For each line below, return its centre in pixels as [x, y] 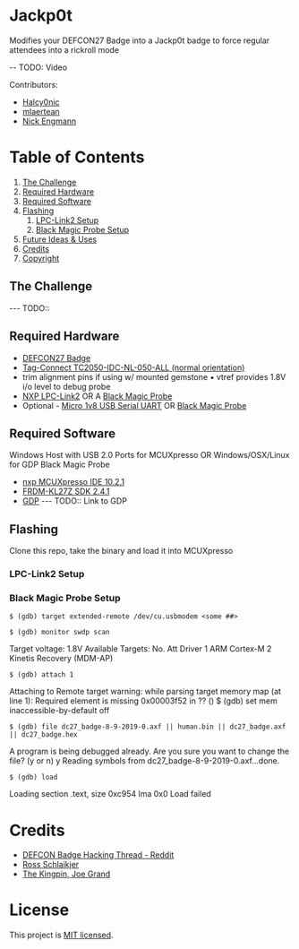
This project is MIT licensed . [61, 935]
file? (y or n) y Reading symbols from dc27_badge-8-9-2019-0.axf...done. [145, 761]
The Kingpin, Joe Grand [66, 874]
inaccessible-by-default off [60, 711]
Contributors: [34, 84]
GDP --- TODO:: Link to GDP [75, 501]
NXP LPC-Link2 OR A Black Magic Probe [97, 396]
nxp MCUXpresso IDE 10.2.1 [73, 482]
